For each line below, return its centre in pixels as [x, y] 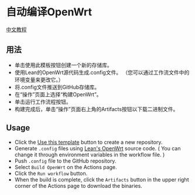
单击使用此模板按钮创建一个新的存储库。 [63, 65]
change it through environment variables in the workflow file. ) [90, 154]
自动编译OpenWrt [49, 12]
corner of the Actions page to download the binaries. [78, 186]
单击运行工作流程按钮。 [43, 102]
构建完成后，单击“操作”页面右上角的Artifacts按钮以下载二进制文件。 [96, 109]
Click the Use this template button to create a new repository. [88, 142]
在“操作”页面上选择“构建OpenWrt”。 [58, 94]
